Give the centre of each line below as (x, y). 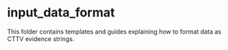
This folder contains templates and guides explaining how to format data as (114, 32)
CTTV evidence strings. (41, 38)
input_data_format (61, 13)
